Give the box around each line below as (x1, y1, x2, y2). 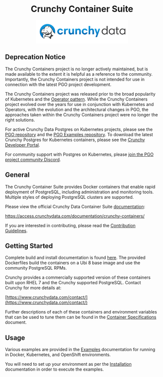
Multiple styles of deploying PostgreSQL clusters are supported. (5, 194, 134, 200)
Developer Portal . (5, 142, 41, 147)
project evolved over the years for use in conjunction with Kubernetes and (5, 101, 154, 107)
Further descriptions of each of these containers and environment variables (5, 309, 157, 315)
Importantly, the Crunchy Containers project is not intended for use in (5, 76, 145, 82)
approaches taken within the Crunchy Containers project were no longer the (5, 111, 158, 118)
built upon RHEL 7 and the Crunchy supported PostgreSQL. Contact (5, 280, 142, 286)
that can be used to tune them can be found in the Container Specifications (5, 314, 157, 320)
